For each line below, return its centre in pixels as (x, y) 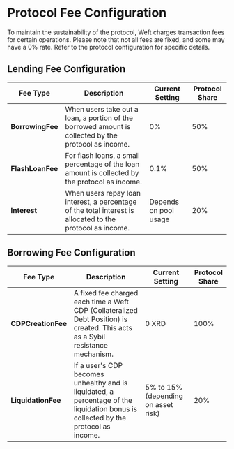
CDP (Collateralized (106, 310)
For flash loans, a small (103, 155)
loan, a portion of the (99, 118)
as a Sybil (89, 337)
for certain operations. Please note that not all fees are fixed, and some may (116, 39)
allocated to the (91, 219)
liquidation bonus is (106, 408)
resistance (91, 345)
